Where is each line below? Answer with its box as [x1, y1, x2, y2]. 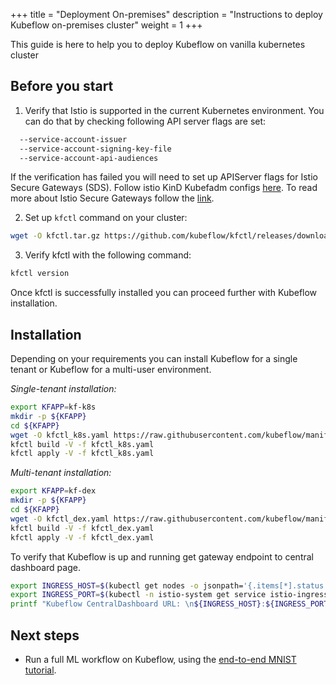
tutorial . [24, 664, 57, 676]
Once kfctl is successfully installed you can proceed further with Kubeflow [10, 287, 318, 299]
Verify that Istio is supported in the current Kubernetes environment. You [24, 104, 325, 116]
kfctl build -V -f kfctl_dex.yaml [10, 523, 155, 533]
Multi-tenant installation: [10, 467, 112, 479]
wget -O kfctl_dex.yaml [10, 514, 110, 524]
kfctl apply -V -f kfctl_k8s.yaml [10, 449, 155, 459]
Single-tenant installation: [10, 383, 117, 394]
